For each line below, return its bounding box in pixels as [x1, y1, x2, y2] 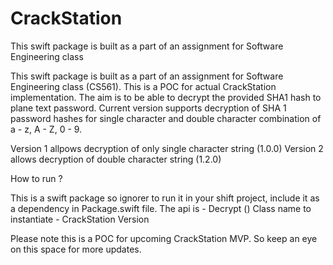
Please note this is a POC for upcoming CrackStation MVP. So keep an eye [10, 232, 318, 244]
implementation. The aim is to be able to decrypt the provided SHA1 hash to [10, 91, 322, 103]
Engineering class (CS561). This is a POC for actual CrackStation [10, 80, 277, 92]
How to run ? [10, 172, 63, 184]
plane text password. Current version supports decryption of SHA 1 [10, 102, 287, 114]
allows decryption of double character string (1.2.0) [10, 153, 222, 165]
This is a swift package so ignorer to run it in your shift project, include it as [10, 192, 320, 204]
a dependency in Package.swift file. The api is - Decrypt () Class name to [10, 202, 312, 214]
